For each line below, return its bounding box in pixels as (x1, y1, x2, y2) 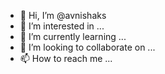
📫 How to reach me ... (19, 53, 113, 64)
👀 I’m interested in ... (19, 20, 105, 32)
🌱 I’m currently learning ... (19, 31, 127, 42)
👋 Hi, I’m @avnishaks (19, 10, 107, 21)
